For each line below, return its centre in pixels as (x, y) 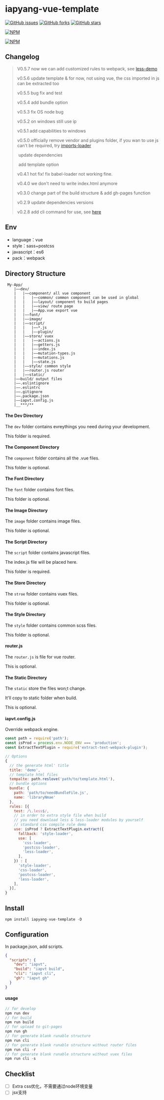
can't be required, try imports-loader (54, 145)
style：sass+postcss (33, 246)
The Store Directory (26, 583)
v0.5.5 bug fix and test (40, 93)
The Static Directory (26, 677)
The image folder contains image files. (43, 521)
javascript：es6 (28, 252)
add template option (39, 164)
